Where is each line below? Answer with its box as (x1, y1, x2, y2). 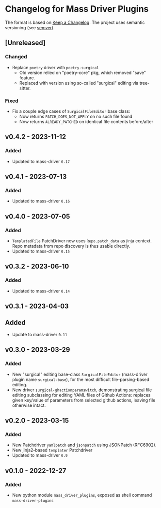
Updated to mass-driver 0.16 (12, 198, 70, 204)
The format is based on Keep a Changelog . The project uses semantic (5, 19, 145, 25)
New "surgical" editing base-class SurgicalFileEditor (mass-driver (12, 371, 148, 377)
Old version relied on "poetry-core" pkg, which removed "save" (19, 70, 146, 75)
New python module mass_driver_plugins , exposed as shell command (12, 492, 152, 498)
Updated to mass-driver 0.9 (12, 453, 68, 458)
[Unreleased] (5, 39, 46, 47)
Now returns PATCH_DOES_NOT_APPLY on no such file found (19, 113, 132, 119)
